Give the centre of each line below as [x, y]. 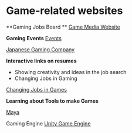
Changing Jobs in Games [37, 89]
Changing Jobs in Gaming [46, 78]
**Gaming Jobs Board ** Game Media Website [63, 27]
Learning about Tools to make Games [52, 101]
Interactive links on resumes [41, 61]
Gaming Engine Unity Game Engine [48, 123]
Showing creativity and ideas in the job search [70, 72]
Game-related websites [65, 11]
